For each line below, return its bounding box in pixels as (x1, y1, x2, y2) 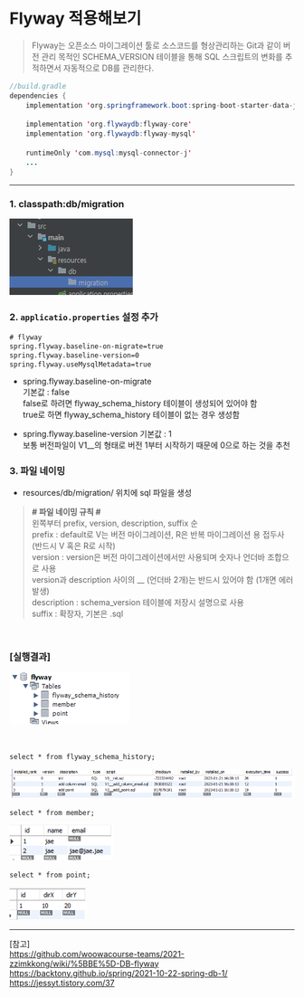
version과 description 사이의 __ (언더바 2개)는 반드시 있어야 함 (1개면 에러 (31, 574, 294, 584)
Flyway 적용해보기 (9, 8, 142, 29)
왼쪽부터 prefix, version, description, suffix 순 (31, 517, 199, 528)
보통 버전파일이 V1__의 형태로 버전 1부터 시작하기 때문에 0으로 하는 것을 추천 (22, 440, 291, 451)
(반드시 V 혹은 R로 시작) (31, 540, 116, 551)
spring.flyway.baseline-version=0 (9, 351, 140, 360)
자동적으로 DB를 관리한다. (62, 62, 155, 73)
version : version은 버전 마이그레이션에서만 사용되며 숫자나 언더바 (31, 551, 265, 562)
